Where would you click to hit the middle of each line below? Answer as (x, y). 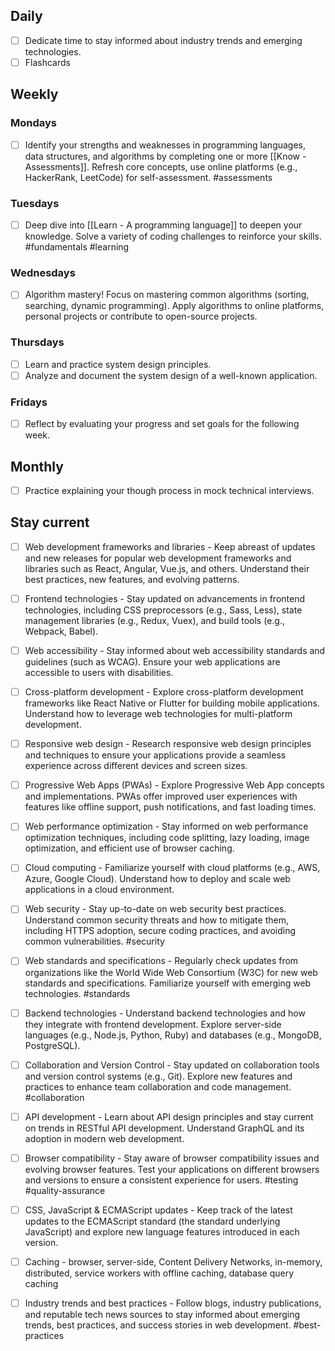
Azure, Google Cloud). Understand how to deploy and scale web (157, 879)
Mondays (34, 123)
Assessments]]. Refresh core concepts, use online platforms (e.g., (161, 166)
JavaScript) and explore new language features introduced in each (162, 1231)
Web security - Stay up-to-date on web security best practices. (155, 909)
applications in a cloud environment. (99, 890)
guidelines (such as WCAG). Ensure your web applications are (152, 662)
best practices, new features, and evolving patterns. (132, 579)
